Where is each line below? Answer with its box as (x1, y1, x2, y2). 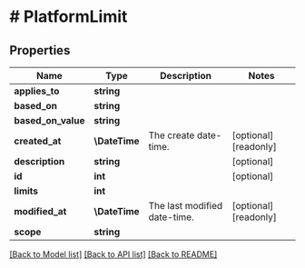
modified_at (14, 205, 67, 217)
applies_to (14, 84, 60, 97)
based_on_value (14, 114, 85, 126)
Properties (9, 43, 71, 58)
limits (14, 184, 39, 197)
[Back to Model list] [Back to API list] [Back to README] (9, 249, 218, 260)
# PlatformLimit (9, 6, 128, 27)
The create (148, 129, 195, 142)
